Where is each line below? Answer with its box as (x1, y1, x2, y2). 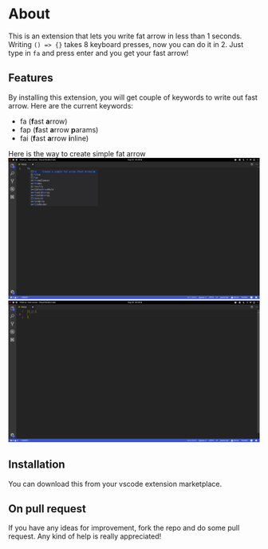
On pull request (8, 502, 86, 515)
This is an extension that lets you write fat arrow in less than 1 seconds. (8, 31, 242, 41)
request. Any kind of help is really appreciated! (8, 531, 162, 541)
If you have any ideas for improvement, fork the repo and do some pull (8, 523, 240, 533)
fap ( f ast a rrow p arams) (19, 124, 99, 134)
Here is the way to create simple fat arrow (8, 148, 146, 158)
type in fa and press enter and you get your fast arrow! (8, 48, 189, 57)
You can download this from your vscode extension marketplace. (8, 479, 222, 488)
